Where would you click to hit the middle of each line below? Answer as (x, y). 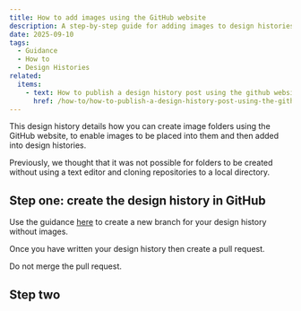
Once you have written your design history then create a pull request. (138, 249)
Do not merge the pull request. (66, 266)
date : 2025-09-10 (42, 34)
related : (26, 76)
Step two (35, 294)
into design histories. (48, 145)
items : (30, 84)
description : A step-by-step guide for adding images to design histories (152, 26)
